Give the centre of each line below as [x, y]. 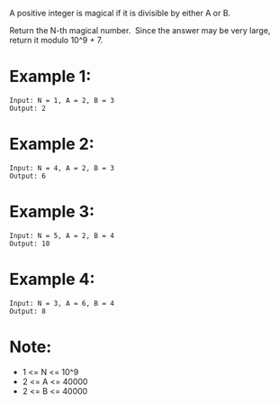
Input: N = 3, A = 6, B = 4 [62, 303]
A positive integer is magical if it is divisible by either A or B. [120, 13]
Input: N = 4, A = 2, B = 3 [62, 168]
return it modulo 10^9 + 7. [56, 40]
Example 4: [52, 280]
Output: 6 [28, 176]
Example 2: [52, 144]
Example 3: [52, 212]
